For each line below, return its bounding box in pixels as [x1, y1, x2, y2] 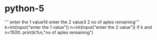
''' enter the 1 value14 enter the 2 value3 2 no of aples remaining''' [4, 19, 140, 25]
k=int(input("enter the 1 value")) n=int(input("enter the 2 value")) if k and [4, 24, 152, 30]
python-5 [4, 3, 45, 14]
